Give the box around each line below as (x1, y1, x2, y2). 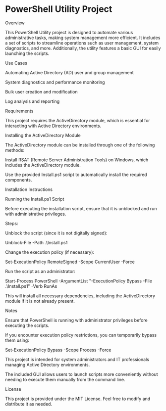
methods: (5, 147, 25, 153)
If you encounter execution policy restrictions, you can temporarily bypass (5, 332, 157, 338)
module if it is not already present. (5, 298, 75, 304)
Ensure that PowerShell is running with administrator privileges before (5, 317, 148, 323)
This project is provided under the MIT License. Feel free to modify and (5, 396, 151, 402)
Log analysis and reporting (5, 98, 60, 104)
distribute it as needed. (5, 401, 53, 407)
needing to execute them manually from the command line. (5, 376, 125, 382)
